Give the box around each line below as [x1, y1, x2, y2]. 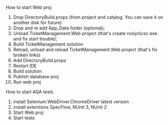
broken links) [13, 52, 41, 58]
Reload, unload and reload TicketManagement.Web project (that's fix [13, 47, 158, 52]
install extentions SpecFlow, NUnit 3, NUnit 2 [13, 104, 107, 110]
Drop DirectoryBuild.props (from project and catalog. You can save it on [13, 14, 163, 20]
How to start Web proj [6, 5, 52, 10]
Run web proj [13, 79, 41, 85]
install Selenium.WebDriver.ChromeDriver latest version [13, 99, 129, 105]
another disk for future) [13, 20, 62, 25]
